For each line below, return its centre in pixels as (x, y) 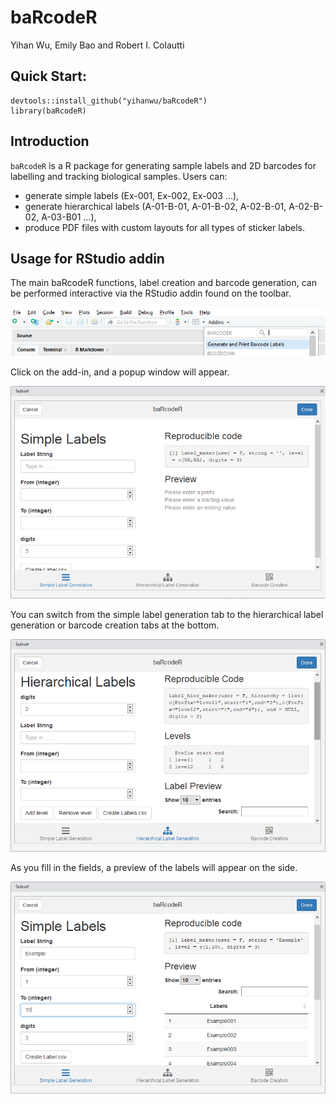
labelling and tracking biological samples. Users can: (119, 176)
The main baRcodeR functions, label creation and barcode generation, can (163, 283)
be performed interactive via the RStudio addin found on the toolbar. (151, 293)
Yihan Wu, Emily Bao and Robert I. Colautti (97, 45)
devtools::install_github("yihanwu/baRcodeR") (109, 101)
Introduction (50, 141)
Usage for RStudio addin (87, 258)
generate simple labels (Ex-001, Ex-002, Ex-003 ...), (132, 195)
